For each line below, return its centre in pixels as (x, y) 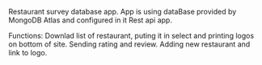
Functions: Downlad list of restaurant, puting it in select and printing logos (131, 36)
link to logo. (28, 53)
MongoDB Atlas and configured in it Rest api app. (90, 20)
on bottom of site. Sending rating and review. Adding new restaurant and (129, 44)
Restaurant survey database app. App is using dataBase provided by (123, 12)
